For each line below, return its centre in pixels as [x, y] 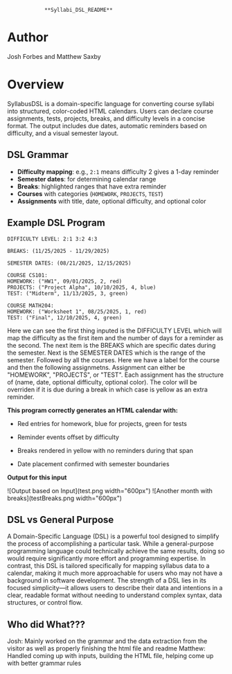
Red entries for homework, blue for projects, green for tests [102, 423]
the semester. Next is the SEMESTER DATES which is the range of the [106, 353]
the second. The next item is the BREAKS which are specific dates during [111, 345]
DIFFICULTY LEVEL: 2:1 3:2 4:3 [52, 239]
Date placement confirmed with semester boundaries [93, 463]
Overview [36, 85]
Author [28, 37]
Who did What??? [46, 624]
